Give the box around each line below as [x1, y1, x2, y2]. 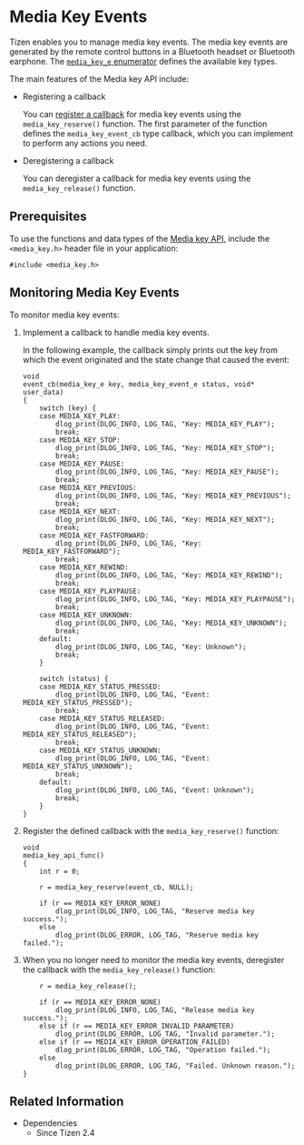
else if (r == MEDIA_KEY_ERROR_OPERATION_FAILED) [39, 1037, 230, 1047]
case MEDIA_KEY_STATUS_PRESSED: [39, 682, 162, 691]
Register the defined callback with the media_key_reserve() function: [22, 825, 279, 836]
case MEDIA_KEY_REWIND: [39, 562, 129, 572]
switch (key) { [39, 403, 97, 413]
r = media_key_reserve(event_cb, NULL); [39, 882, 194, 892]
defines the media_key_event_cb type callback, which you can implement [22, 127, 293, 138]
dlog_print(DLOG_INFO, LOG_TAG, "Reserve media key [55, 907, 255, 916]
